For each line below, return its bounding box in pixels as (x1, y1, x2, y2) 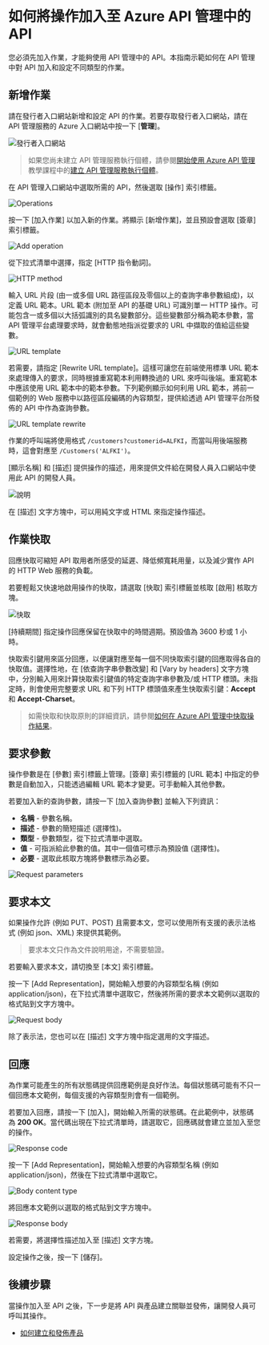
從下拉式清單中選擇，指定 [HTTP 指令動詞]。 (8, 258, 156, 267)
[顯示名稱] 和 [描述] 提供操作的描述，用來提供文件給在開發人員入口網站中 (8, 462, 250, 472)
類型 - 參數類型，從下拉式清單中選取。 (19, 834, 147, 843)
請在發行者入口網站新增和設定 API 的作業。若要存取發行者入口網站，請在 (8, 111, 248, 120)
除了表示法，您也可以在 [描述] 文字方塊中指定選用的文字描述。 (8, 1032, 215, 1042)
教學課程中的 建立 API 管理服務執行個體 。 (27, 165, 163, 175)
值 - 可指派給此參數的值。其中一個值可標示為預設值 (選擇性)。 (19, 843, 224, 853)
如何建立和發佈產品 (19, 1327, 84, 1337)
